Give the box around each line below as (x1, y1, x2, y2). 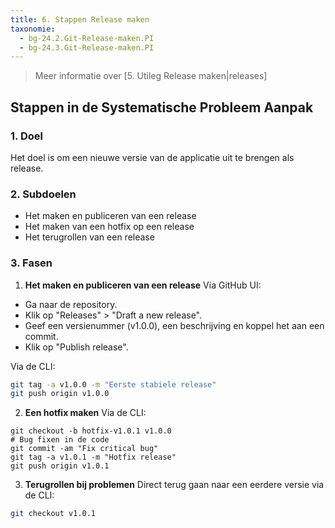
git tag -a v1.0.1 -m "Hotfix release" (10, 452, 177, 463)
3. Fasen (10, 256, 53, 270)
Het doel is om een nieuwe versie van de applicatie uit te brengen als (10, 151, 295, 163)
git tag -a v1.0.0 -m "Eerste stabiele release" (10, 379, 217, 390)
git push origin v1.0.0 (10, 389, 110, 399)
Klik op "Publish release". (24, 341, 129, 353)
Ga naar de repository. (24, 298, 118, 310)
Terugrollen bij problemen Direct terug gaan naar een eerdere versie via (24, 479, 325, 491)
